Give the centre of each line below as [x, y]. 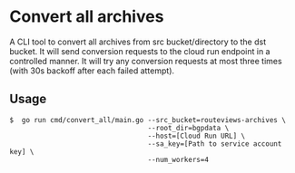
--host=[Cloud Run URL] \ [197, 136]
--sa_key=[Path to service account [215, 144]
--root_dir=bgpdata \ [188, 128]
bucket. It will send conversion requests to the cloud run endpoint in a [140, 51]
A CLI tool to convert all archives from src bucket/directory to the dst [138, 42]
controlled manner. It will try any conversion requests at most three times [146, 61]
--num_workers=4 [178, 159]
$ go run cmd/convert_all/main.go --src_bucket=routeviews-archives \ [147, 120]
